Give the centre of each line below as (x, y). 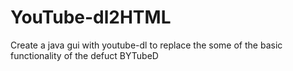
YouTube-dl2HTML (91, 17)
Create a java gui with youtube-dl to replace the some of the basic (146, 45)
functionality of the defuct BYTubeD (84, 55)
